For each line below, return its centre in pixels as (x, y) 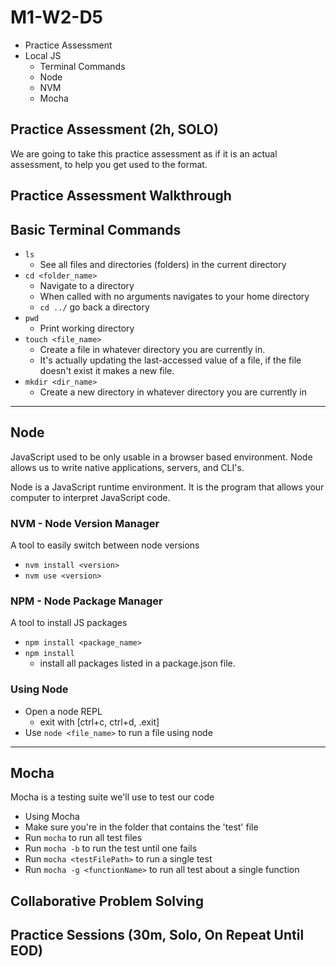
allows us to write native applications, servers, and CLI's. (127, 467)
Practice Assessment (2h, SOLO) (114, 129)
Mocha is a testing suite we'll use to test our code (112, 797)
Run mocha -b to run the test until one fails (111, 848)
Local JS (43, 55)
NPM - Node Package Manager (86, 601)
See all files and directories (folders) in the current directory (163, 264)
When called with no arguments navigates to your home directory (174, 296)
